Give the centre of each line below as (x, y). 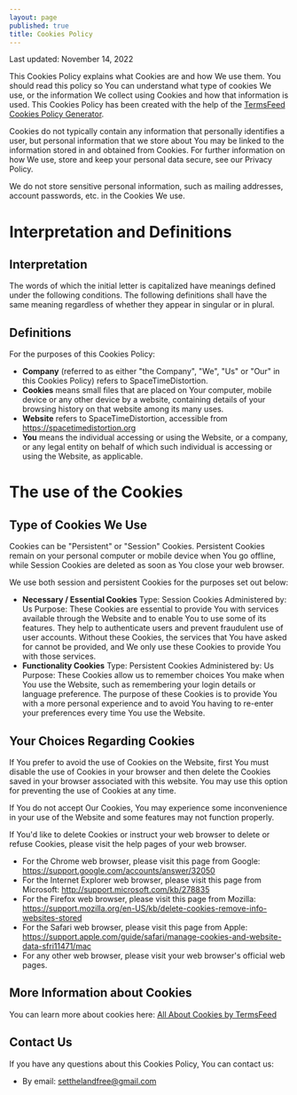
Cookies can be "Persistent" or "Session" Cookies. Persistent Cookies (137, 547)
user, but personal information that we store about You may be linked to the (147, 141)
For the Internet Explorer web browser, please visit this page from (141, 880)
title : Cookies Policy (51, 34)
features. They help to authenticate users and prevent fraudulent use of (152, 628)
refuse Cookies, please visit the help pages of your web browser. (128, 844)
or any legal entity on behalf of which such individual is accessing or (147, 447)
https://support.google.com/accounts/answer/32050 (118, 871)
